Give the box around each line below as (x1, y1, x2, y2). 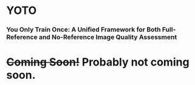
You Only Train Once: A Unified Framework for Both (6, 25, 161, 34)
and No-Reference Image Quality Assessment (38, 33, 177, 41)
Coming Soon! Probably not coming (6, 55, 190, 69)
